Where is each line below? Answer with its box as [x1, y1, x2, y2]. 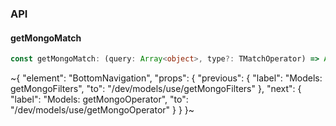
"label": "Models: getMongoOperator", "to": [10, 93, 189, 105]
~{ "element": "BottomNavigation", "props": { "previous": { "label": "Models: [10, 72, 323, 84]
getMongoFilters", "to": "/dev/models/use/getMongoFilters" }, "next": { [10, 83, 302, 94]
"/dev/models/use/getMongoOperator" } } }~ [10, 104, 195, 116]
